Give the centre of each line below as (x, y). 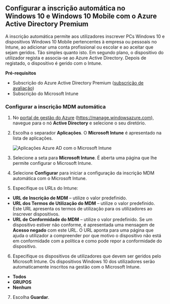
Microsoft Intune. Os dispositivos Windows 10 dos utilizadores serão (84, 262)
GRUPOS (22, 282)
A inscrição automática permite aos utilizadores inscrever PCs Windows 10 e (85, 36)
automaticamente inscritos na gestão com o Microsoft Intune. (76, 267)
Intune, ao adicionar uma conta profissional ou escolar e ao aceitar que (79, 47)
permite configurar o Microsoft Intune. (52, 163)
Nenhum (22, 287)
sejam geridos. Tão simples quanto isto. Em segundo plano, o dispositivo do (84, 52)
